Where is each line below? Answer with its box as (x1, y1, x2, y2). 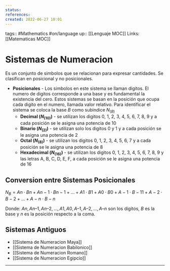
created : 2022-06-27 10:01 (5, 17, 62, 22)
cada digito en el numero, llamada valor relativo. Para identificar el (12, 101, 151, 107)
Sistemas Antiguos (5, 226, 67, 234)
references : (5, 12, 30, 17)
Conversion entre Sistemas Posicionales (5, 176, 136, 184)
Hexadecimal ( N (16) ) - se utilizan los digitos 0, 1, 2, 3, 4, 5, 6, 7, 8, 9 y (20, 149, 164, 156)
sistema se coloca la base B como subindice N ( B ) (12, 107, 115, 114)
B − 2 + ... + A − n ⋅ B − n (5, 195, 56, 202)
